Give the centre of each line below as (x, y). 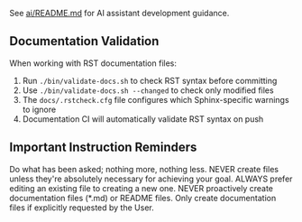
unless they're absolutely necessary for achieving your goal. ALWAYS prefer (151, 179)
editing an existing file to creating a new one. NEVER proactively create (141, 188)
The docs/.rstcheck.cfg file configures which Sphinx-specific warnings (156, 99)
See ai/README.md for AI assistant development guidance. (119, 13)
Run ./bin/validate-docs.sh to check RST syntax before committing (150, 80)
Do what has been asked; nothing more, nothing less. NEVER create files (144, 169)
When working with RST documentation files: (93, 63)
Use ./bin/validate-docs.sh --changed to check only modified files (148, 90)
